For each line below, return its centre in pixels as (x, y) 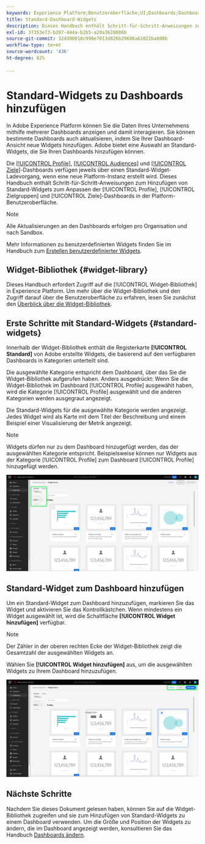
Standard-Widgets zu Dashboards (95, 95)
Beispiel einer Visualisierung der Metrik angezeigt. (70, 423)
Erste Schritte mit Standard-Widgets (77, 323)
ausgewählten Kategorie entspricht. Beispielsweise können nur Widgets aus (102, 453)
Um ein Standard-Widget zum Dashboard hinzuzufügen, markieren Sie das (100, 603)
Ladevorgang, (24, 176)
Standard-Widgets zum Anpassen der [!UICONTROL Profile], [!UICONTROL (101, 189)
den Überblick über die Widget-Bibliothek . (59, 304)
